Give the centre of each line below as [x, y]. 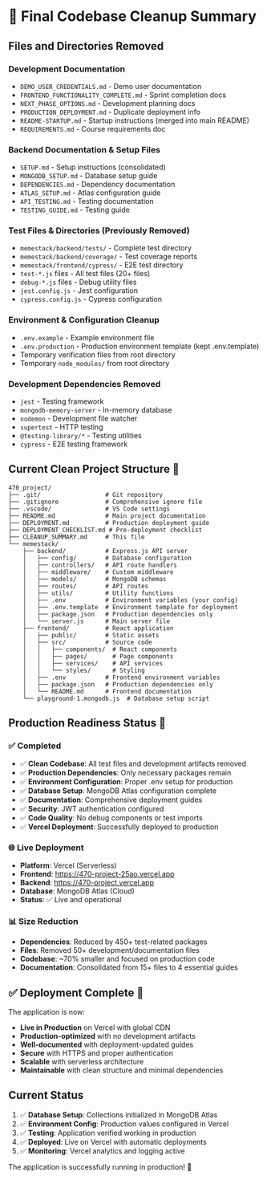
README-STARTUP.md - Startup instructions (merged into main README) [135, 120]
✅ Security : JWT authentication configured [92, 808]
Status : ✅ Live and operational [71, 899]
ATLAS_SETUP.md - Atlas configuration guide [90, 193]
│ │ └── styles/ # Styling [84, 670]
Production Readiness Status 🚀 [87, 723]
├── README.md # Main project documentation [107, 516]
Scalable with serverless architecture [82, 1061]
